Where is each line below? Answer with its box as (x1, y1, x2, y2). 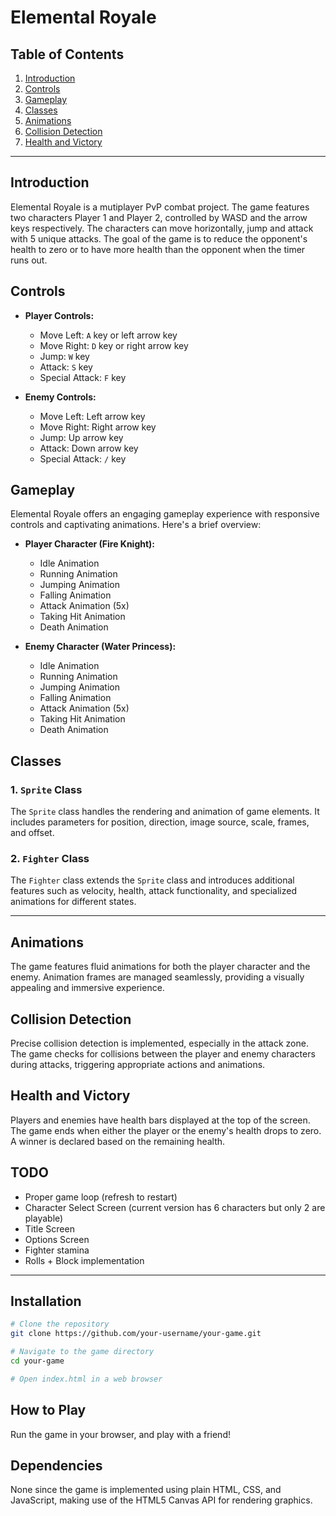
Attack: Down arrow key (39, 442, 139, 454)
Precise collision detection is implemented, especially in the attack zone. (10, 1037, 309, 1050)
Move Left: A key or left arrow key (39, 329, 178, 341)
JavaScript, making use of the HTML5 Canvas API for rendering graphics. (10, 1494, 313, 1506)
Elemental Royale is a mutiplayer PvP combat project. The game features (10, 201, 310, 213)
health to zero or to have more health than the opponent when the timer (10, 243, 306, 255)
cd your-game (10, 1356, 65, 1366)
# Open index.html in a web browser (10, 1374, 163, 1384)
